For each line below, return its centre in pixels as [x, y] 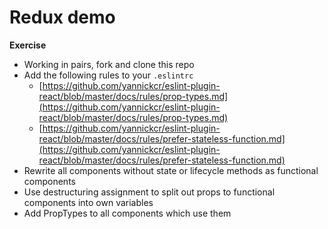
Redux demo [62, 17]
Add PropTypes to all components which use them [127, 213]
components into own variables [88, 202]
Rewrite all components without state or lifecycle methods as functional [171, 170]
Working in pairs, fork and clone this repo [109, 64]
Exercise [28, 45]
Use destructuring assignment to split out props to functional [149, 192]
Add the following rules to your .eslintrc [108, 75]
